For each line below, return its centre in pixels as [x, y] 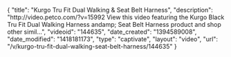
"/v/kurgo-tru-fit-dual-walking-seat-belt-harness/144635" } [92, 46]
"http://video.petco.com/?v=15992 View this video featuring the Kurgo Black [116, 17]
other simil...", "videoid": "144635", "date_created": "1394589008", [102, 32]
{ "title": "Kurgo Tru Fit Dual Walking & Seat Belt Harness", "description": [110, 10]
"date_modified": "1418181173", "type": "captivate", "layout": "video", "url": [113, 39]
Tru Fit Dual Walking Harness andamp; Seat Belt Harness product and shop [114, 24]
